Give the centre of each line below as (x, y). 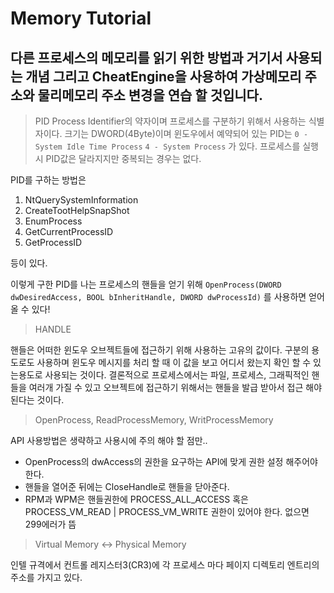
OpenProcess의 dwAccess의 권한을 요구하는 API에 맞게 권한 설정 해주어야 (171, 461)
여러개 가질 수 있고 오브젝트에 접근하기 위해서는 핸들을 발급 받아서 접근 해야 (175, 387)
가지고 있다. (59, 577)
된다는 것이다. (37, 400)
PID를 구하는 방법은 (48, 180)
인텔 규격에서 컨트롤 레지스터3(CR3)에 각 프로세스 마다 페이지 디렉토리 (147, 565)
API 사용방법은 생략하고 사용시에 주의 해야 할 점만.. (109, 440)
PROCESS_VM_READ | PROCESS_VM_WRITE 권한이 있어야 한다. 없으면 (167, 511)
